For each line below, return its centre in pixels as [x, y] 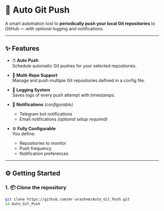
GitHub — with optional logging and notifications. [54, 28]
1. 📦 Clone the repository [36, 188]
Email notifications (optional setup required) [63, 119]
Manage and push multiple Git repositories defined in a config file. [79, 80]
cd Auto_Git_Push [23, 204]
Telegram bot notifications [46, 114]
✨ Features [22, 48]
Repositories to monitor [43, 143]
